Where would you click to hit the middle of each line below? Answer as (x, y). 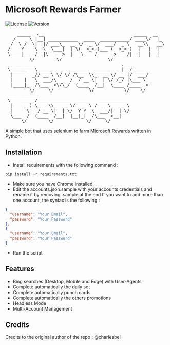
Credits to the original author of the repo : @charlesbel (63, 337)
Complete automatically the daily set (51, 287)
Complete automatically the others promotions (62, 298)
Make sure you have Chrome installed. (53, 184)
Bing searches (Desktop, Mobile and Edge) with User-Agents (77, 281)
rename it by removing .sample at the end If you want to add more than (88, 194)
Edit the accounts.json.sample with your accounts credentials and (82, 189)
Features (20, 269)
